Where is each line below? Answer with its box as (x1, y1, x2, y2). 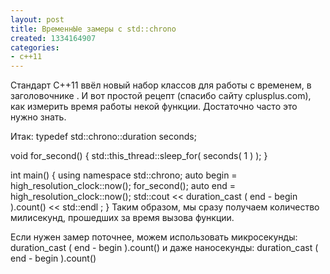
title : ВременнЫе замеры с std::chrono (10, 24, 177, 34)
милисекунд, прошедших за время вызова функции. (10, 212, 235, 224)
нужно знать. (10, 111, 67, 123)
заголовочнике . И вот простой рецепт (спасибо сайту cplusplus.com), (10, 90, 312, 102)
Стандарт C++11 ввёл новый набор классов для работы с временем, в (10, 79, 312, 91)
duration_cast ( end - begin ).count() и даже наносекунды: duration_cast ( (10, 242, 319, 254)
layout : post (10, 14, 65, 25)
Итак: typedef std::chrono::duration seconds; (10, 131, 197, 143)
